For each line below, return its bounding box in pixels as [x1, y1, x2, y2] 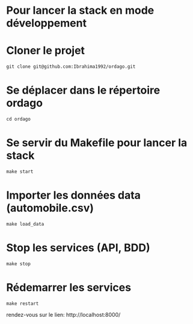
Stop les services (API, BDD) [6, 241, 150, 255]
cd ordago [6, 116, 31, 122]
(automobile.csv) [6, 202, 94, 215]
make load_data [6, 221, 44, 227]
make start [6, 169, 34, 175]
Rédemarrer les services [6, 281, 131, 295]
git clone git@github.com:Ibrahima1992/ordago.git [6, 64, 136, 70]
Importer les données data [6, 188, 141, 202]
